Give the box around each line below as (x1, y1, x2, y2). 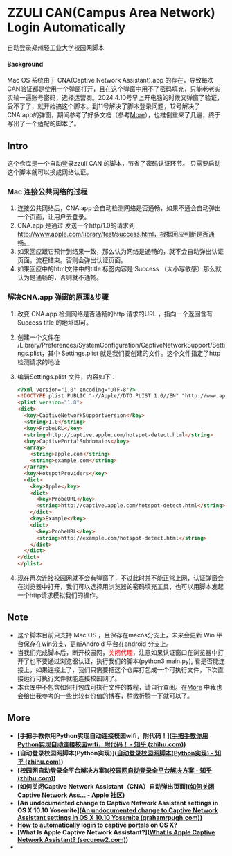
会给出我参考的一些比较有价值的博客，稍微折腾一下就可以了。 (17, 692, 194, 700)
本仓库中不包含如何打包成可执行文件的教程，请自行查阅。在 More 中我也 (17, 683, 222, 691)
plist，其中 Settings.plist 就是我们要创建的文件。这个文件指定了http (30, 349, 221, 357)
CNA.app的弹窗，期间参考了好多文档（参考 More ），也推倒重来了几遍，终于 (7, 111, 221, 119)
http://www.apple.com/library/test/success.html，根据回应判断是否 (17, 230, 209, 239)
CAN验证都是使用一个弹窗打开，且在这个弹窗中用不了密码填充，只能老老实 (7, 85, 221, 93)
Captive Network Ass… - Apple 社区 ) (17, 791, 125, 799)
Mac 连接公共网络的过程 (7, 187, 88, 196)
